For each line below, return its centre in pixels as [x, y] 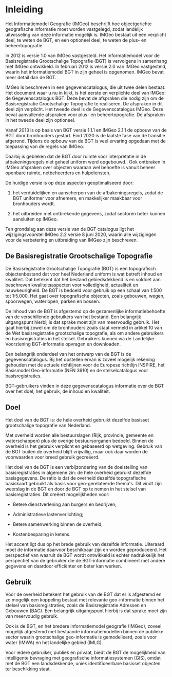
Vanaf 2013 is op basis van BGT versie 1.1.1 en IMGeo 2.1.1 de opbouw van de [86, 130]
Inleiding [24, 10]
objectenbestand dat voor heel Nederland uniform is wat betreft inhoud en [84, 274]
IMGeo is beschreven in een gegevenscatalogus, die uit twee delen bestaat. [85, 87]
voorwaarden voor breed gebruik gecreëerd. [52, 457]
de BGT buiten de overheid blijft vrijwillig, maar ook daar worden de [77, 451]
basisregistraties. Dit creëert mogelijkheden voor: [58, 494]
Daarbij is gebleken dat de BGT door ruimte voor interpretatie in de [76, 156]
